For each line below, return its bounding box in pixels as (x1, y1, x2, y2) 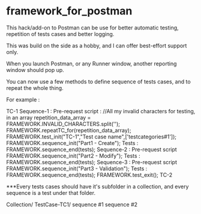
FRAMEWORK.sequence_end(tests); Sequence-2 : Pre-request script (6, 146, 177, 153)
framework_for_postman (6, 4, 133, 18)
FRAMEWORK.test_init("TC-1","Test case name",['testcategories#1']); (6, 133, 177, 140)
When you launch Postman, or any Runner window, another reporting (6, 60, 177, 67)
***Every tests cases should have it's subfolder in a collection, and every (6, 183, 189, 190)
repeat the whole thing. (6, 84, 64, 91)
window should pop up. (6, 66, 64, 73)
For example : (6, 96, 40, 103)
